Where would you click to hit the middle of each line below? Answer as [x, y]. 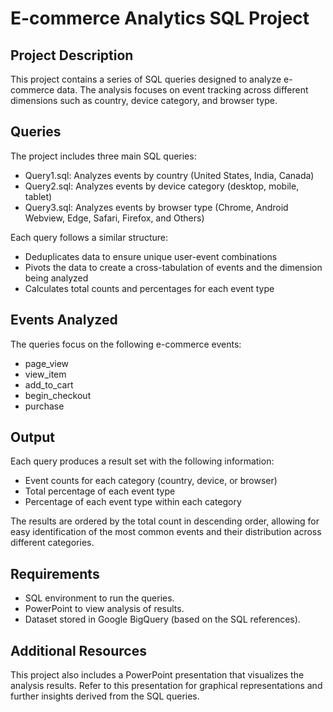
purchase [44, 406]
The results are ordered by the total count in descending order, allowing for [165, 521]
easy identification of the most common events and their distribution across [166, 532]
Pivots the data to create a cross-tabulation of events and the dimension [173, 267]
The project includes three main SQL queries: [103, 156]
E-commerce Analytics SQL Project [160, 18]
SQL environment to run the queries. [99, 598]
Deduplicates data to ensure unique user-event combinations [151, 256]
